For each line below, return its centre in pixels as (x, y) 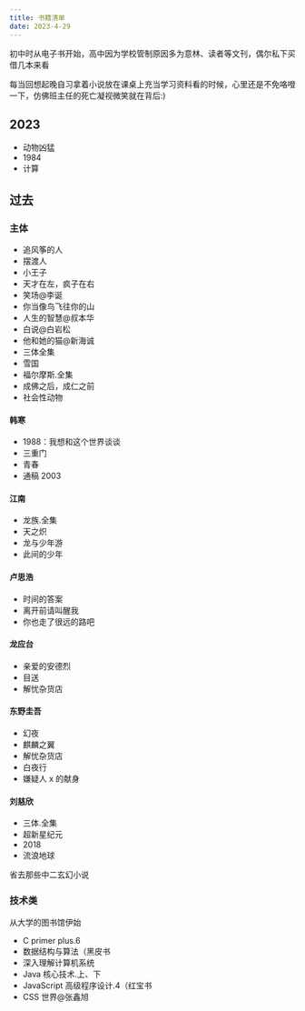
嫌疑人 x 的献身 (51, 779)
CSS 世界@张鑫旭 (55, 996)
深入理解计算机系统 (59, 962)
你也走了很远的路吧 (59, 621)
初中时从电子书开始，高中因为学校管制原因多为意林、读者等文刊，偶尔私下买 (152, 53)
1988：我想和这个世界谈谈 (71, 442)
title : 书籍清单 (37, 18)
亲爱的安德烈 (46, 666)
